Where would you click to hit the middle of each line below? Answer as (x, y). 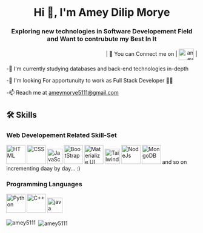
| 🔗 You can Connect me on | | (151, 54)
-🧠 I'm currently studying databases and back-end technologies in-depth (98, 69)
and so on (175, 162)
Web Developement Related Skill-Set (62, 135)
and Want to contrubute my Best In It (102, 39)
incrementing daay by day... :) (43, 169)
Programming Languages (45, 184)
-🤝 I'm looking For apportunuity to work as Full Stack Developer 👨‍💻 (90, 81)
